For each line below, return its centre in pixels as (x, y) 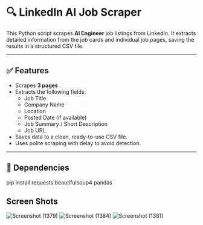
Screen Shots (32, 201)
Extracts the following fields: (50, 91)
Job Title (35, 98)
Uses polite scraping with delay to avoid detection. (78, 143)
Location (35, 111)
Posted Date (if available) (55, 117)
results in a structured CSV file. (45, 46)
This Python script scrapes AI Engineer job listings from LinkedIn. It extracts (101, 33)
